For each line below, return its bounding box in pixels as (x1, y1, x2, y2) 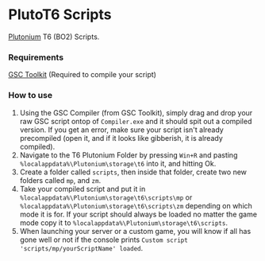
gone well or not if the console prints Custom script (19, 235, 188, 244)
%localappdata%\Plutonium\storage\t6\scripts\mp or (19, 193, 193, 202)
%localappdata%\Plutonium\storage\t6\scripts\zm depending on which (19, 201, 252, 210)
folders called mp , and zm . (19, 175, 102, 185)
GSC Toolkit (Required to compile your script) (8, 70, 157, 80)
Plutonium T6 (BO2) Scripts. (8, 32, 100, 41)
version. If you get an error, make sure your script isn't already (19, 125, 224, 134)
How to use (8, 90, 53, 101)
